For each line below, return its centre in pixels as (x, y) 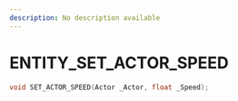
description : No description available (85, 18)
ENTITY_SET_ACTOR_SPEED (119, 62)
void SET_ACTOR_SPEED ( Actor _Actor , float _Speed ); (109, 87)
